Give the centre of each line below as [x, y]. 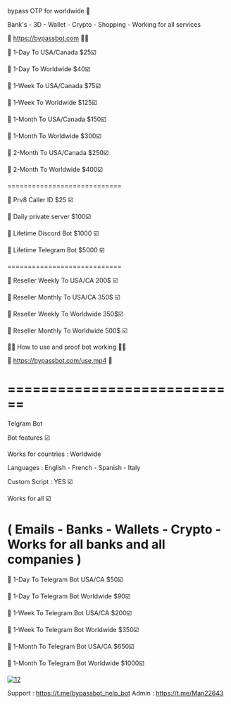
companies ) [44, 560]
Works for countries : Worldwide [54, 454]
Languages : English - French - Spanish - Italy [74, 467]
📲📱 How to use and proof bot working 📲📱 [67, 347]
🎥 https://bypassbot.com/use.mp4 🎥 [60, 360]
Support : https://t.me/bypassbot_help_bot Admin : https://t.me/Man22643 [115, 693]
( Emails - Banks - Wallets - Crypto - [114, 530]
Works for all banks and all [86, 544]
